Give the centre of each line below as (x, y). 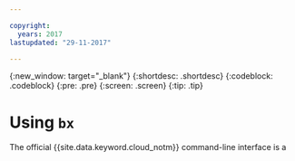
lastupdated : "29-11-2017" (60, 43)
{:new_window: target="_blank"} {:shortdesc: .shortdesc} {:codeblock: (142, 76)
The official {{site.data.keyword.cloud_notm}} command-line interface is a (148, 147)
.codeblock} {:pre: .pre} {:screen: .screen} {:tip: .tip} (107, 86)
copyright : (30, 25)
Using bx (42, 122)
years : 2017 (40, 34)
